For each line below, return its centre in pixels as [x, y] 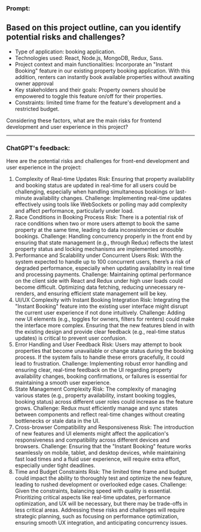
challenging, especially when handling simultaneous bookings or [95, 192]
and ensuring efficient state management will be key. [102, 294]
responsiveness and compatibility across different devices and [92, 440]
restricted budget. [37, 108]
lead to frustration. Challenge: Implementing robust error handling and [101, 364]
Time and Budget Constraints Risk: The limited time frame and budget [101, 472]
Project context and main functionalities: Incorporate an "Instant [94, 64]
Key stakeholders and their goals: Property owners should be [90, 90]
